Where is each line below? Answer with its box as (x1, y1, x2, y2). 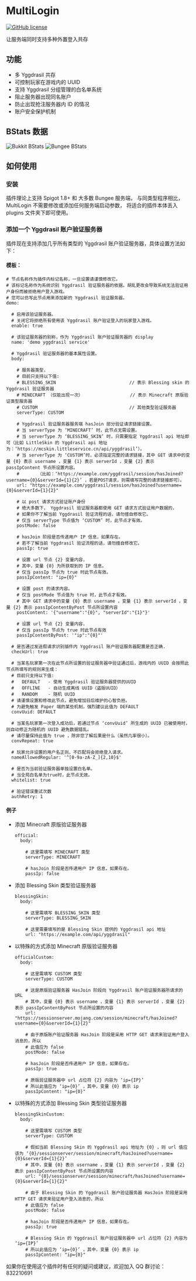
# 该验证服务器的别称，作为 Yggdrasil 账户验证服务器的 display (11, 334, 154, 340)
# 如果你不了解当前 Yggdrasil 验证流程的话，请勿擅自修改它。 (16, 511, 151, 517)
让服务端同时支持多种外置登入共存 (6, 35, 88, 42)
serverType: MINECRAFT (25, 854, 81, 860)
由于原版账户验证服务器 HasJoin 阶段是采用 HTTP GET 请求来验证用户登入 (30, 1032, 190, 1037)
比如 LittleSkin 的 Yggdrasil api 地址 (14, 440, 108, 445)
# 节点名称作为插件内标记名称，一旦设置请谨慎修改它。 (6, 276, 121, 282)
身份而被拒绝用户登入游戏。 (10, 289, 67, 295)
